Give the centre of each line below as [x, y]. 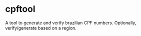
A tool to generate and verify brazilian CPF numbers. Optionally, [71, 23]
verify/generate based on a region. [41, 28]
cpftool [20, 9]
